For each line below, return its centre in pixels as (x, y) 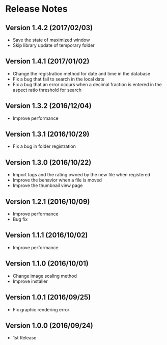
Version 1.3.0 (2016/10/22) (48, 162)
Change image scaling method (45, 276)
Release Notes (36, 9)
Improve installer (30, 281)
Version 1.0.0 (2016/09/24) (49, 325)
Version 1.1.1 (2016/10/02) (47, 235)
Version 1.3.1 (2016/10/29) (47, 134)
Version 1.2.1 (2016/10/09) (48, 202)
